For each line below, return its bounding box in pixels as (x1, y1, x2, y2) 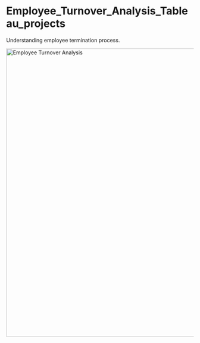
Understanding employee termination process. (6, 36, 120, 44)
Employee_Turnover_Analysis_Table (6, 4, 189, 18)
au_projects (6, 17, 66, 30)
